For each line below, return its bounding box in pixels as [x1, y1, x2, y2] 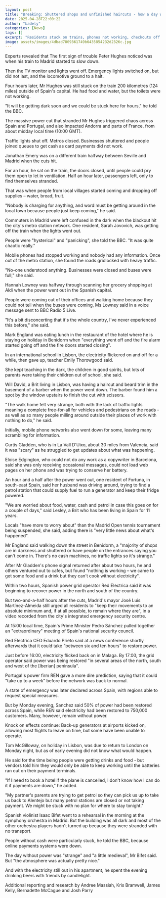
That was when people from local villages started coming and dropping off [5, 188, 157, 193]
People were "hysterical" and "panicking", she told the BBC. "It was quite [5, 237, 154, 243]
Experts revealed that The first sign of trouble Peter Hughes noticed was [5, 53, 153, 59]
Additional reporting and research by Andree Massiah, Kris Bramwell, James [5, 882, 161, 888]
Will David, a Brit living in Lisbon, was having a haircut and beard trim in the [5, 381, 158, 387]
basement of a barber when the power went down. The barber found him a [5, 386, 158, 392]
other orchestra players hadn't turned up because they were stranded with [5, 822, 157, 829]
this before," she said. [5, 322, 50, 328]
